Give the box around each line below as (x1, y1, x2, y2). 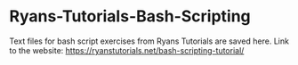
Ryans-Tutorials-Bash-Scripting (9, 6, 251, 27)
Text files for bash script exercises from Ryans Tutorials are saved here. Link (9, 36, 289, 46)
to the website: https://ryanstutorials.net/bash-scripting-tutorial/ (9, 45, 245, 55)
